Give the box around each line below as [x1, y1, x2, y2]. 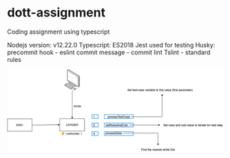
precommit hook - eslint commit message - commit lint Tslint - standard [7, 48, 211, 56]
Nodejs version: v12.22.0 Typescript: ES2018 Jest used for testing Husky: [7, 41, 216, 49]
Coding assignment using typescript [7, 27, 110, 36]
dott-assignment [7, 5, 105, 21]
